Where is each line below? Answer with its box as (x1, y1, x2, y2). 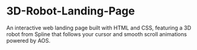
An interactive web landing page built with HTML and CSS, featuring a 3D (6, 24, 191, 31)
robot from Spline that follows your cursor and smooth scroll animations (6, 30, 187, 37)
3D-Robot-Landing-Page (6, 4, 135, 18)
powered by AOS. (6, 37, 51, 44)
